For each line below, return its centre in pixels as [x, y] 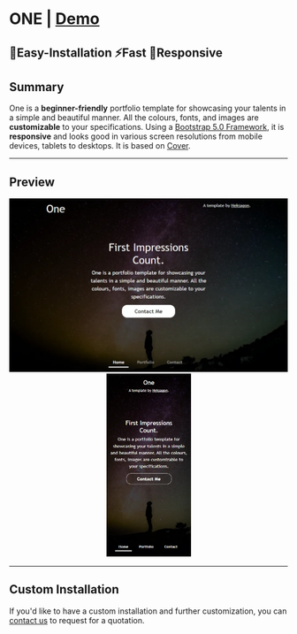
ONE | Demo [54, 19]
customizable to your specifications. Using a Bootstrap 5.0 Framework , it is [147, 127]
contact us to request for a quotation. [77, 620]
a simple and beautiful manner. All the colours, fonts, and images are [134, 118]
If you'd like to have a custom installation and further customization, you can [148, 611]
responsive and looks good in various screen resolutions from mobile [136, 136]
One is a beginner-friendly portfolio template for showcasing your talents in [148, 108]
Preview [32, 182]
